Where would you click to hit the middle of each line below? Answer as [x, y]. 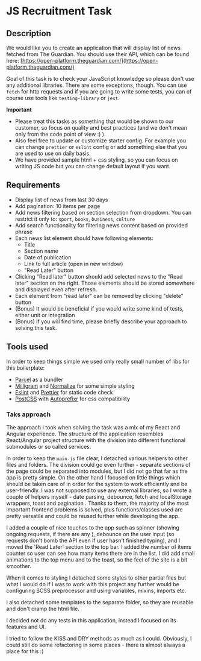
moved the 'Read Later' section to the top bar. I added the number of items [99, 546]
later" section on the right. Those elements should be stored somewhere [105, 283]
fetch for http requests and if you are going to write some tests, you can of [99, 91]
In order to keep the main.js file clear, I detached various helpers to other [97, 458]
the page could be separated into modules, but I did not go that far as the [97, 471]
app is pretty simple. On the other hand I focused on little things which [93, 477]
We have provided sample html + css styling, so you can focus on [97, 160]
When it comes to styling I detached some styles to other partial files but [96, 578]
